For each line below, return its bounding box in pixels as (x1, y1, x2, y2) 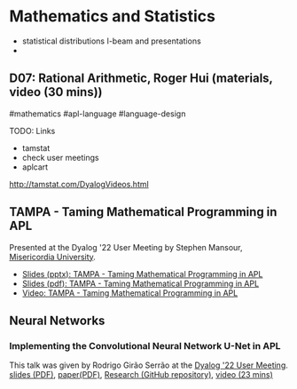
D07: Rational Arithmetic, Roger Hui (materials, (9, 71, 273, 86)
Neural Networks (9, 313, 106, 328)
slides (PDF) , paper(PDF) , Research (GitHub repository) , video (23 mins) (9, 369, 273, 380)
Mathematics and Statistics (9, 6, 215, 27)
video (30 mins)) (9, 84, 104, 99)
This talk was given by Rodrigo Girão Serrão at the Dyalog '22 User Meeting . (9, 360, 288, 370)
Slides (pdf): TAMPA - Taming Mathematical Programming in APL (21, 278, 260, 289)
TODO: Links (9, 125, 56, 136)
